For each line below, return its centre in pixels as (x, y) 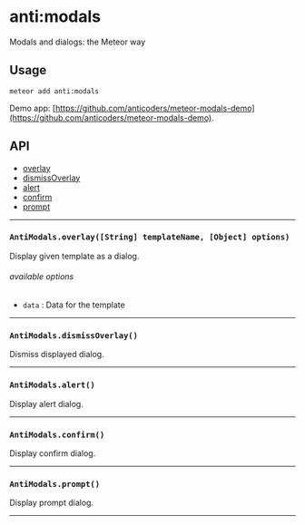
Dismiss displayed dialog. (57, 355)
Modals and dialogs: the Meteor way (78, 42)
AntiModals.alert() (52, 385)
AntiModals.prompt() (55, 484)
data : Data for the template (74, 305)
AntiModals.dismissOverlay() (74, 335)
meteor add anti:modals (54, 91)
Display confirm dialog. (53, 453)
